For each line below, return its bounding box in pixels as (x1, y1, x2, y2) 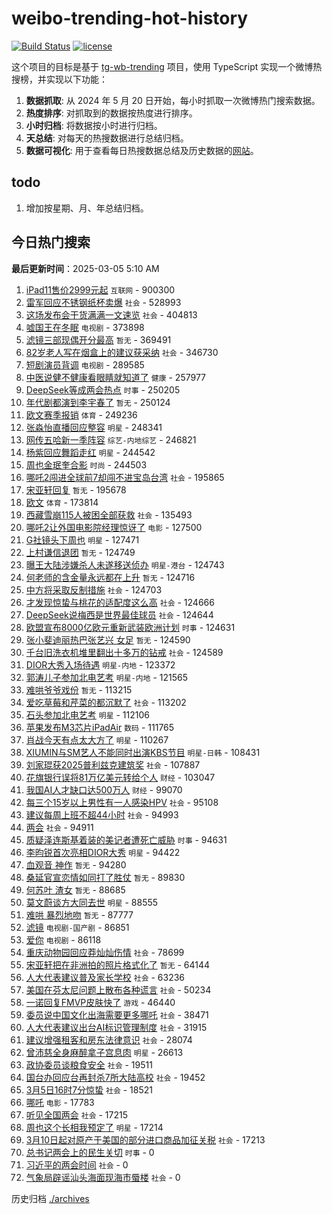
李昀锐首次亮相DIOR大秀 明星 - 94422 (25, 846, 181, 858)
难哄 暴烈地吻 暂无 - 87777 (25, 908, 134, 921)
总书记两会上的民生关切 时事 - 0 (25, 1146, 155, 1158)
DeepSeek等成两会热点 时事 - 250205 (25, 383, 181, 396)
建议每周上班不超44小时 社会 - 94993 (25, 808, 179, 821)
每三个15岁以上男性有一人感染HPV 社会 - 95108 (25, 796, 219, 808)
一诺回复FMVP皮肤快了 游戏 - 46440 (25, 996, 176, 1008)
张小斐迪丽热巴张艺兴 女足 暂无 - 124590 (25, 633, 191, 646)
